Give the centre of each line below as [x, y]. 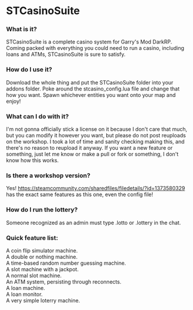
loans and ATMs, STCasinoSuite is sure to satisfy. [66, 55]
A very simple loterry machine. [43, 300]
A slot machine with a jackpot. [43, 269]
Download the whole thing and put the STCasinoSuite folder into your [90, 82]
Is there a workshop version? [48, 176]
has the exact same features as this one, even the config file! [80, 194]
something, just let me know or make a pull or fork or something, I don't [92, 154]
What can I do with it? [38, 116]
